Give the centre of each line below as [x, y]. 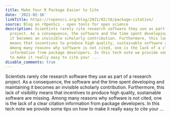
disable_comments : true [31, 62]
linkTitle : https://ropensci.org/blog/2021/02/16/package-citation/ [79, 19]
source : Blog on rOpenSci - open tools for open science [67, 24]
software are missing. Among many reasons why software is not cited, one [83, 98]
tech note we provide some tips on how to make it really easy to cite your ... [84, 109]
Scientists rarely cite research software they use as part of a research [78, 76]
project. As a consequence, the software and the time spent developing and [85, 82]
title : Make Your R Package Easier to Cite [52, 10]
